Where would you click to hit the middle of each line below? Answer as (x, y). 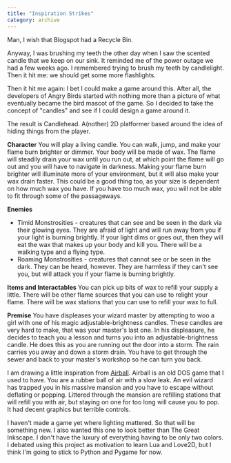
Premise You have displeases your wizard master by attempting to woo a (111, 315)
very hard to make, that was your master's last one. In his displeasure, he (111, 330)
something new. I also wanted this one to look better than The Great (103, 430)
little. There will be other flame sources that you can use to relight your (108, 295)
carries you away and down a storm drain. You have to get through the (107, 352)
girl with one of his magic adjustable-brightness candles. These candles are (115, 322)
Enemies (20, 209)
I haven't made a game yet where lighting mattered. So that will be (101, 422)
